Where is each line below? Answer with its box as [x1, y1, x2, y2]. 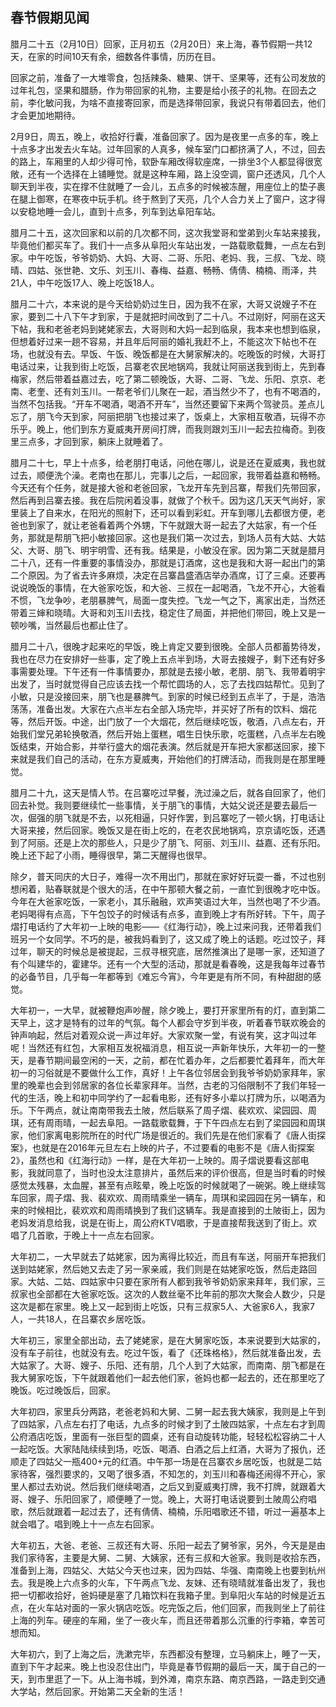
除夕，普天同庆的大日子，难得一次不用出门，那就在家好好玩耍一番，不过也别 [10, 870, 326, 882]
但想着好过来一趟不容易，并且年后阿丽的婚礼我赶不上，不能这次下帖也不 [10, 335, 308, 347]
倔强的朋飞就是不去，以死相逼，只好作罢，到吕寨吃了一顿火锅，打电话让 [27, 811, 326, 823]
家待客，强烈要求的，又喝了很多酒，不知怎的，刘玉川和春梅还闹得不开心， [10, 1468, 317, 1480]
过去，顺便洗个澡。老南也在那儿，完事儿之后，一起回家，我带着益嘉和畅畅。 [10, 469, 326, 481]
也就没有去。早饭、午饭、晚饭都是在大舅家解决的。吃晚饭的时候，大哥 [27, 348, 317, 360]
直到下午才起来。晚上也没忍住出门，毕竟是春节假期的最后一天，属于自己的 [10, 1660, 317, 1672]
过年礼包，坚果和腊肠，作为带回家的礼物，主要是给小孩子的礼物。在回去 [10, 84, 308, 96]
